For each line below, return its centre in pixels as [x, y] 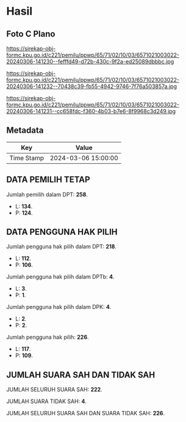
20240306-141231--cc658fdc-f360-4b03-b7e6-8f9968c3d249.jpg [91, 111]
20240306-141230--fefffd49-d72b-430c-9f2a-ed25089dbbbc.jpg [90, 61]
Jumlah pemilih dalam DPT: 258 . [47, 194]
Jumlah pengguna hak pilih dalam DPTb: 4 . [60, 277]
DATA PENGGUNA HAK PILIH [62, 232]
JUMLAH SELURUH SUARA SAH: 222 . [54, 390]
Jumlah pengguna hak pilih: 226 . [48, 337]
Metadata [25, 131]
